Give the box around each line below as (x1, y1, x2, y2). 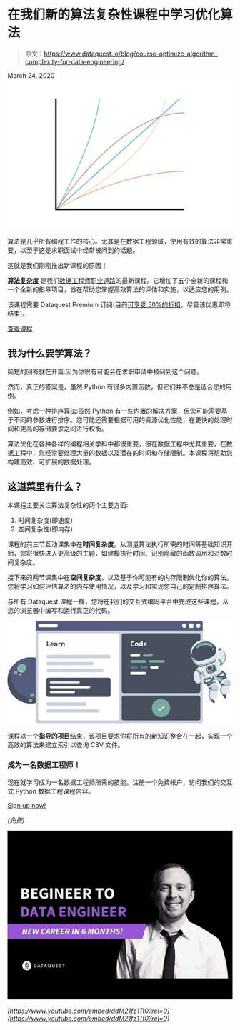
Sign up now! (7, 801, 46, 809)
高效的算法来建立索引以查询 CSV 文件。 (7, 741, 124, 749)
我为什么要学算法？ (7, 347, 92, 359)
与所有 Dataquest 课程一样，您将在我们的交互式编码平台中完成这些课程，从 (7, 597, 229, 606)
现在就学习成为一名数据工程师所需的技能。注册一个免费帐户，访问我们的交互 (7, 778, 233, 786)
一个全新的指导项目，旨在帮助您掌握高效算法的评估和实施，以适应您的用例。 (7, 285, 233, 294)
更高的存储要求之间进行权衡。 (19, 424, 108, 433)
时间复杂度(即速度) (17, 516, 74, 525)
